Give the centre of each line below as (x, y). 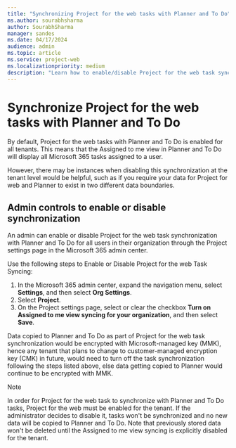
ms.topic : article (34, 53)
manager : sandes (31, 33)
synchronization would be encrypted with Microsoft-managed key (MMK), (114, 344)
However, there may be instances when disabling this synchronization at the (118, 170)
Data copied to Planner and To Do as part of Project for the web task (106, 336)
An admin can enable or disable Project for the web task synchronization (112, 236)
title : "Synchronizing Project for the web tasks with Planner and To (113, 14)
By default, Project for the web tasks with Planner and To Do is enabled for (115, 142)
